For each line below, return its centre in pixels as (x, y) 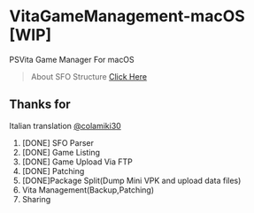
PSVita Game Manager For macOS (72, 59)
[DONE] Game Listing (61, 152)
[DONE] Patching (53, 171)
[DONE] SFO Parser (58, 142)
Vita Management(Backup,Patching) (88, 190)
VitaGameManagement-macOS (127, 16)
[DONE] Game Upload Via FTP (77, 162)
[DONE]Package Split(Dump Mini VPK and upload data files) (131, 180)
